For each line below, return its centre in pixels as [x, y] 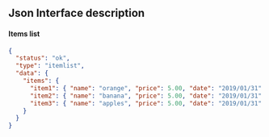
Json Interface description [77, 13]
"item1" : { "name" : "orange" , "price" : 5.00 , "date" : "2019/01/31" [146, 88]
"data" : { [32, 73]
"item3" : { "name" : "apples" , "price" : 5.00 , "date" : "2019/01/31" [146, 103]
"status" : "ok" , [43, 58]
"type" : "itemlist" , [50, 66]
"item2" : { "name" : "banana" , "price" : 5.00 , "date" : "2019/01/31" [146, 96]
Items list [24, 33]
